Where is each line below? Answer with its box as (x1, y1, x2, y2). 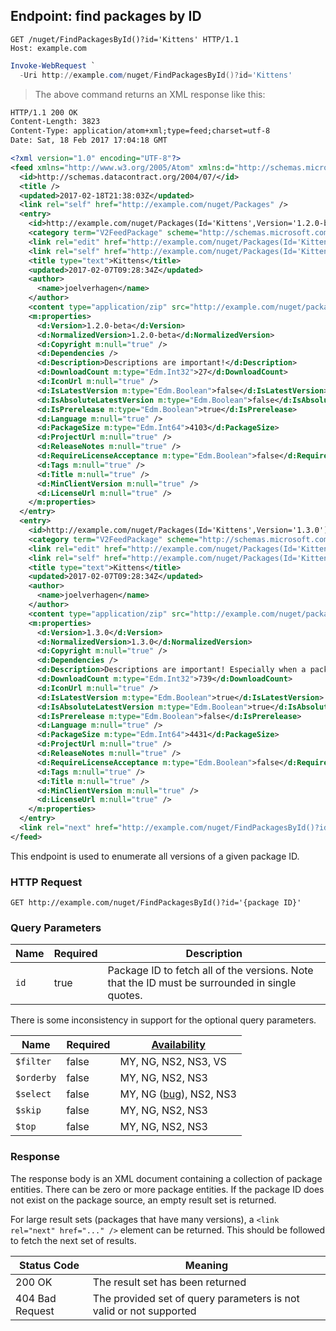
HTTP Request (10, 875, 83, 889)
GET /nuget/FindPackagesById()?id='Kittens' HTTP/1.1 (10, 34, 240, 44)
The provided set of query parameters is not (92, 1291, 300, 1305)
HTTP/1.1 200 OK (10, 107, 78, 118)
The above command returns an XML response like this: (34, 88, 266, 100)
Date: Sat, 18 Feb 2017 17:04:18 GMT (10, 135, 168, 146)
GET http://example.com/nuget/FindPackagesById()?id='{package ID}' (10, 898, 302, 908)
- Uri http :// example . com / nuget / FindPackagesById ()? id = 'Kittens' (19, 70, 293, 80)
